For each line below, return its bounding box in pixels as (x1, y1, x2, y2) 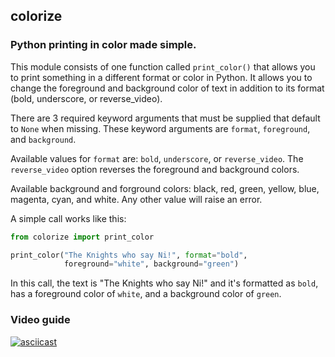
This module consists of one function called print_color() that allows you (10, 60, 316, 73)
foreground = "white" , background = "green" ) (63, 259, 240, 269)
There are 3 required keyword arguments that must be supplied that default (10, 112, 321, 124)
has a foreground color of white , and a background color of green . (10, 288, 282, 300)
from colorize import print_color (10, 232, 155, 242)
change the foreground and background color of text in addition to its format (10, 82, 325, 94)
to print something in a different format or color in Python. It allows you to (10, 71, 313, 83)
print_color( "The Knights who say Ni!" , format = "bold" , (10, 250, 248, 260)
